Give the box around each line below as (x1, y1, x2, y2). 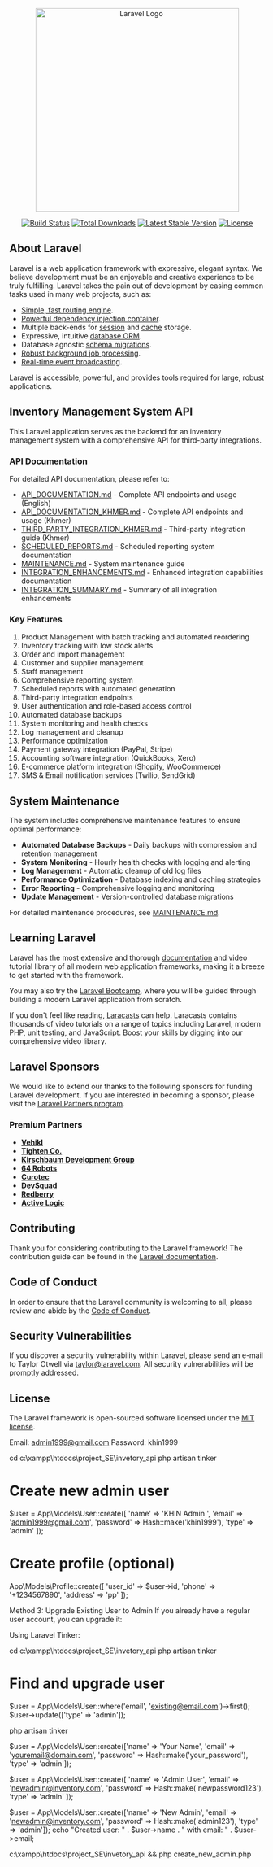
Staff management (20, 667, 84, 677)
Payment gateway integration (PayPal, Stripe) (20, 744, 173, 754)
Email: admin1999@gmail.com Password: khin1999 (9, 1437, 179, 1447)
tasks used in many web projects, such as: (9, 289, 152, 299)
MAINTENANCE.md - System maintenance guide (20, 558, 185, 569)
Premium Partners (9, 1119, 83, 1130)
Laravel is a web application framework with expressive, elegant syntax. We (9, 263, 263, 273)
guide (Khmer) (20, 533, 70, 543)
